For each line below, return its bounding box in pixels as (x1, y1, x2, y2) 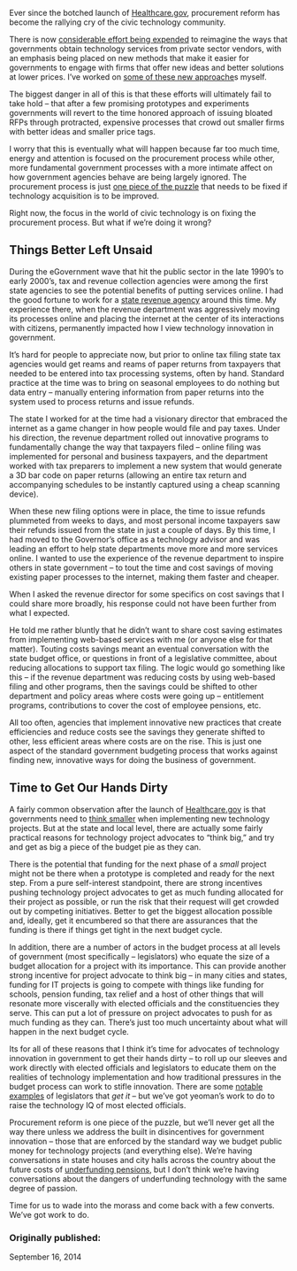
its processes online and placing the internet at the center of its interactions (9, 313, 285, 324)
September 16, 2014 (9, 1252, 82, 1262)
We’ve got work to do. (9, 1209, 90, 1220)
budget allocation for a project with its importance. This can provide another (9, 960, 287, 971)
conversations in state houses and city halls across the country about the (9, 1154, 276, 1165)
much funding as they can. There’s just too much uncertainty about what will (9, 1017, 288, 1028)
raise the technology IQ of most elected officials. (9, 1099, 187, 1110)
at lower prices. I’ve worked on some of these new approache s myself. (9, 72, 267, 82)
